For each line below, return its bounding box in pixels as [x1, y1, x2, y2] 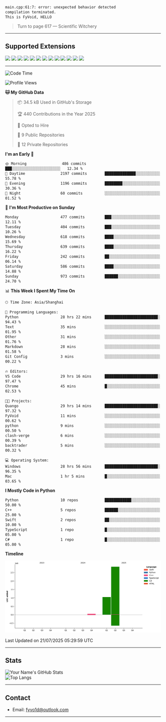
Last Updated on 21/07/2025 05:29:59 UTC [5, 637, 93, 643]
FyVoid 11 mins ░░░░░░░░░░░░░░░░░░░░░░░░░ [5, 413, 161, 418]
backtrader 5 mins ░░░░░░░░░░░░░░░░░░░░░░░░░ [5, 443, 161, 448]
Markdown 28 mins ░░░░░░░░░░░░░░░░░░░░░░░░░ [5, 344, 161, 349]
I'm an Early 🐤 [5, 151, 34, 157]
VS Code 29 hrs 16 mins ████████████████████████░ [5, 374, 161, 379]
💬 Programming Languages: [5, 310, 58, 315]
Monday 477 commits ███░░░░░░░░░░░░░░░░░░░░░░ [5, 214, 161, 219]
